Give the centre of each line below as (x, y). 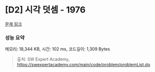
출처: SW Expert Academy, (43, 59)
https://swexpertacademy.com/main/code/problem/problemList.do (84, 65)
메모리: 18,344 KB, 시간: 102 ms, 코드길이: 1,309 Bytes (58, 49)
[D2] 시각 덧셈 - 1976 (45, 10)
